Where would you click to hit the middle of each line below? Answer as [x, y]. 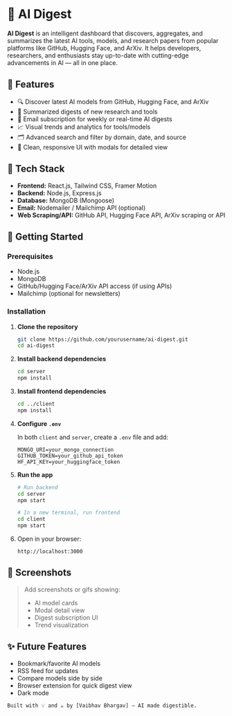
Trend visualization [61, 625]
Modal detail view [60, 610]
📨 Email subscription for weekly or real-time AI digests [95, 119]
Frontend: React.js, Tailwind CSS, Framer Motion [87, 186]
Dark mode [33, 692]
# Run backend [37, 487]
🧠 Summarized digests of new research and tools [87, 111]
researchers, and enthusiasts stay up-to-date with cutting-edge [98, 55]
